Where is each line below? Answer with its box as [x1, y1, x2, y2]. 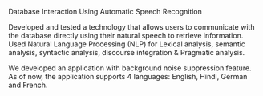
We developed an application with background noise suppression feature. [8, 63, 252, 73]
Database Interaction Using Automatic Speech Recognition [8, 7, 203, 16]
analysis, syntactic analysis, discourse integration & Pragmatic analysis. [8, 48, 245, 57]
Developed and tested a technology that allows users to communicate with [8, 22, 255, 31]
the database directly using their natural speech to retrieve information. [8, 31, 244, 40]
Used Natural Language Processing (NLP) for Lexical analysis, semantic [8, 39, 246, 49]
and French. [8, 80, 48, 90]
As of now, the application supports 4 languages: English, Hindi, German [8, 72, 248, 81]
